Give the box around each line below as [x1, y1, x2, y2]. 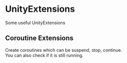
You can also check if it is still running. [5, 52, 83, 58]
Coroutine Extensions [5, 34, 73, 42]
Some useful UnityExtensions [5, 20, 65, 26]
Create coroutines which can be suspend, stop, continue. [5, 47, 123, 53]
